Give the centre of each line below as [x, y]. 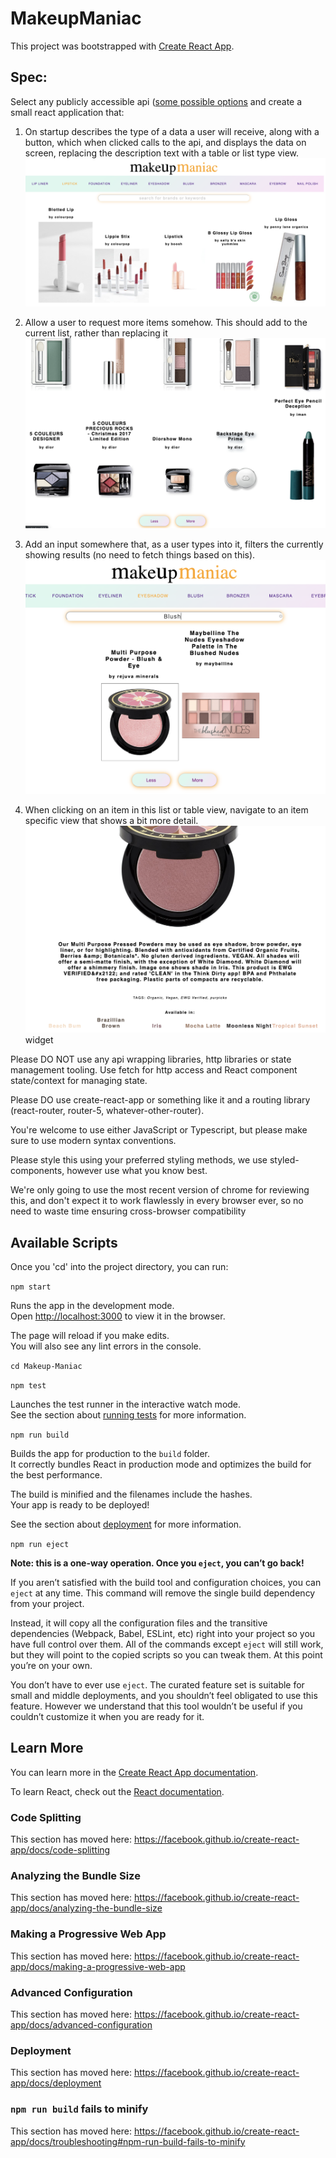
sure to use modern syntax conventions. [93, 1141]
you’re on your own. [51, 1665]
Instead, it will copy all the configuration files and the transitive [139, 1623]
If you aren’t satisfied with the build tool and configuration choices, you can [166, 1582]
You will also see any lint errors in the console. [106, 1346]
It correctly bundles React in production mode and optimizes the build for [161, 1464]
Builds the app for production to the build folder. [110, 1453]
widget [39, 1040]
